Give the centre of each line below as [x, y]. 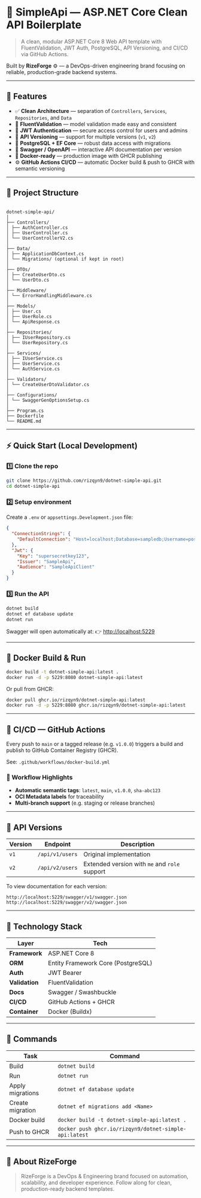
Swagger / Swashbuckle [82, 992]
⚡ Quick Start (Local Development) [72, 446]
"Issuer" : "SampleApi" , [47, 561]
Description [138, 844]
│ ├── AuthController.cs [37, 227]
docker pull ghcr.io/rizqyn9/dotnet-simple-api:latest [76, 700]
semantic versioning [40, 168]
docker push [74, 1129]
